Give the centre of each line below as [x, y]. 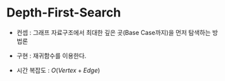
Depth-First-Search [64, 13]
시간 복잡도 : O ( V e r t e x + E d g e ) [58, 70]
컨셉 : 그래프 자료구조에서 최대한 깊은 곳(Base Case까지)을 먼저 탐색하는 [114, 32]
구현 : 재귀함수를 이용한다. [51, 56]
